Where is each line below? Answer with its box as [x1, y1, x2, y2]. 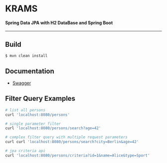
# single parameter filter [5, 121, 61, 126]
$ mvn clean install [5, 53, 48, 59]
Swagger [12, 80, 31, 86]
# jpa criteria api [5, 149, 46, 154]
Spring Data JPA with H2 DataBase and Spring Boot [5, 19, 113, 25]
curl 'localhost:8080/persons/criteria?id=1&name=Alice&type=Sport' [5, 153, 150, 158]
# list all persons [5, 107, 46, 112]
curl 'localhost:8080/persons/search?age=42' [5, 126, 101, 131]
